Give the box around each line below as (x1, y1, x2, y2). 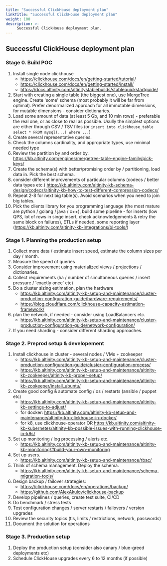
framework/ (20, 306, 44, 312)
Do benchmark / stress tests (12, 500, 71, 506)
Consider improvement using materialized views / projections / (12, 264, 142, 270)
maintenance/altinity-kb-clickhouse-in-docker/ (20, 415, 117, 421)
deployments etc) (12, 550, 49, 556)
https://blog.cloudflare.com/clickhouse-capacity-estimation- (20, 301, 145, 307)
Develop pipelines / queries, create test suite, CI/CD (12, 494, 120, 500)
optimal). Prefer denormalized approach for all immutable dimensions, (12, 102, 157, 108)
